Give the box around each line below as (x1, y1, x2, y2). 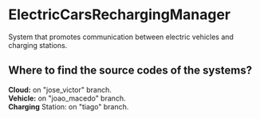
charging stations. (8, 40, 68, 50)
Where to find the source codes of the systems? (8, 64, 253, 77)
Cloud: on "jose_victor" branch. (8, 85, 112, 94)
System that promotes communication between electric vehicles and (8, 32, 234, 42)
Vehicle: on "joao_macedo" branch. (8, 93, 126, 103)
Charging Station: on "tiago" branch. (8, 101, 129, 111)
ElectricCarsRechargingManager (8, 6, 231, 24)
